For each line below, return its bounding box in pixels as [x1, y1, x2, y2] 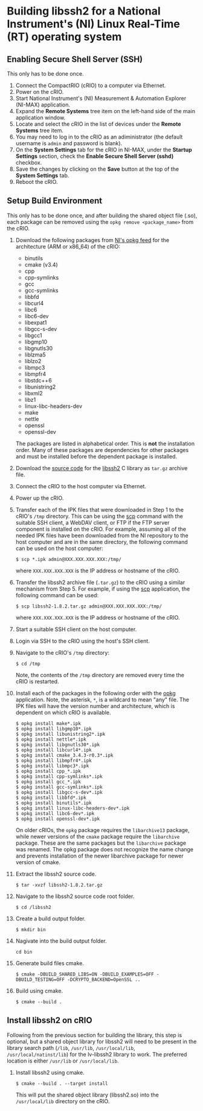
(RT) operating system [7, 30, 122, 44]
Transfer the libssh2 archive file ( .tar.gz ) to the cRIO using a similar [15, 578, 185, 586]
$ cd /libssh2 [15, 904, 51, 910]
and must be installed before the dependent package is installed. [15, 453, 178, 460]
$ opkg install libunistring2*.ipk [15, 731, 106, 737]
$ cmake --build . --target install [15, 1080, 108, 1087]
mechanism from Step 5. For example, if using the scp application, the [15, 585, 190, 592]
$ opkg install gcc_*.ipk [15, 779, 81, 785]
